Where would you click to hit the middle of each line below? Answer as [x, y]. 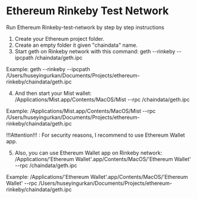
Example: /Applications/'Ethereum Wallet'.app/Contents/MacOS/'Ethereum [97, 176]
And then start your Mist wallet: [53, 93]
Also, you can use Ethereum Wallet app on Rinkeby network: [88, 153]
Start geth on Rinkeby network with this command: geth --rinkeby [95, 51]
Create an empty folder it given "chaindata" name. [76, 45]
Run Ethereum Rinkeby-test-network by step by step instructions [85, 27]
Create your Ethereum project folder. [60, 38]
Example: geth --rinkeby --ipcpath [48, 69]
